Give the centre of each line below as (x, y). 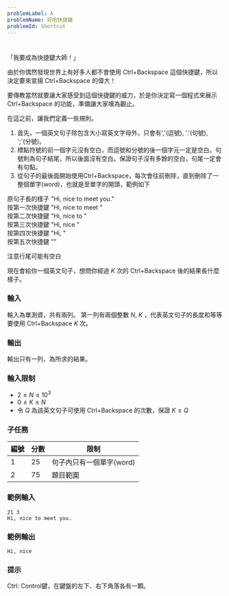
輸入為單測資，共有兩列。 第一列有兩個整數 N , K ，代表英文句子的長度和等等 (115, 314)
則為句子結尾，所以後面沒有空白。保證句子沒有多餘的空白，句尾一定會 (122, 158)
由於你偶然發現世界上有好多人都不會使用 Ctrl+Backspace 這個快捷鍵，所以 (112, 72)
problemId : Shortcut (37, 26)
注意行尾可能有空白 (34, 256)
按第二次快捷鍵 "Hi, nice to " (47, 216)
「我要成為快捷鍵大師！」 (43, 57)
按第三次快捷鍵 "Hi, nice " (44, 224)
